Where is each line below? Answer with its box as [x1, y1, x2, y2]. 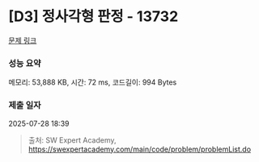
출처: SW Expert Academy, [28, 135, 117, 145]
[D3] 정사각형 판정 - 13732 [8, 7, 179, 26]
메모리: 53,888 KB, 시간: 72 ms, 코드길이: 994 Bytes [8, 77, 177, 87]
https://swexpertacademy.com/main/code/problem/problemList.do [28, 144, 252, 154]
